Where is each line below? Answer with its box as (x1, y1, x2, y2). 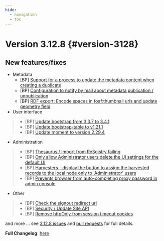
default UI (25, 159, 46, 166)
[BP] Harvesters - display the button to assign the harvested (25, 165, 149, 171)
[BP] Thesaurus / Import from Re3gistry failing (25, 149, 121, 155)
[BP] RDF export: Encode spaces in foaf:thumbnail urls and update (20, 98, 157, 104)
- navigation (10, 12, 37, 17)
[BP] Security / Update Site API (25, 205, 89, 211)
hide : (5, 7, 17, 13)
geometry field (20, 103, 51, 109)
